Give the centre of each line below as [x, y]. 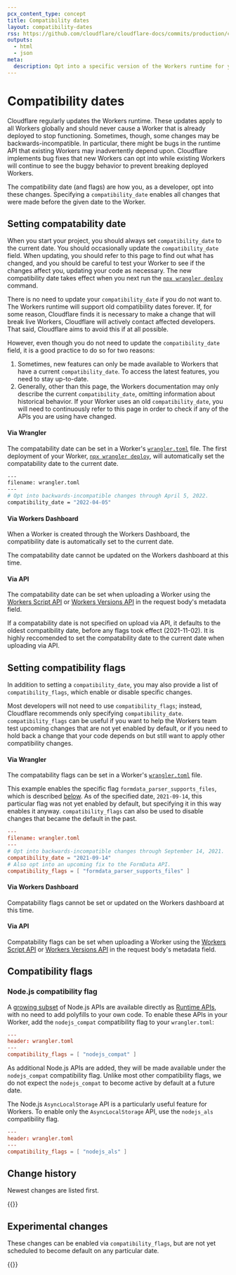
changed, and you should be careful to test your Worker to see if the [106, 263]
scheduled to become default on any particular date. [83, 1251]
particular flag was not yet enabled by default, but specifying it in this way [114, 803]
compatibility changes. [40, 744]
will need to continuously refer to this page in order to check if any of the [123, 409]
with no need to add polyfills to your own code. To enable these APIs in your [118, 1014]
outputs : [20, 40]
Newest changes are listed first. [53, 1190]
